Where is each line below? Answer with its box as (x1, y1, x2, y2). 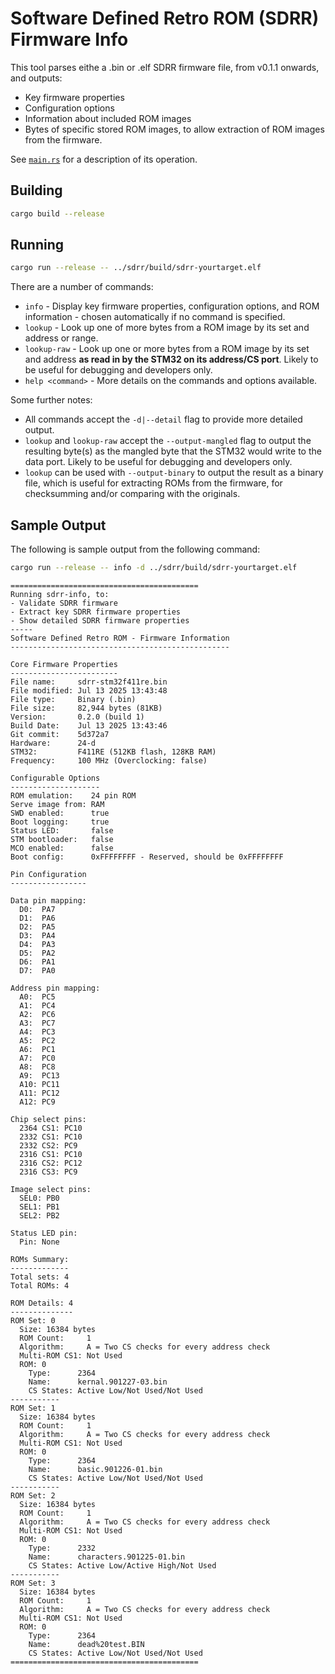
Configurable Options (10, 773, 101, 783)
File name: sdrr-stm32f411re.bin (10, 677, 168, 687)
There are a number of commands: (10, 281, 154, 293)
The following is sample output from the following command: (10, 543, 261, 556)
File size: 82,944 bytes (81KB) (10, 703, 163, 713)
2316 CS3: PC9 (19, 1167, 78, 1177)
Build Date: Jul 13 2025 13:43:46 (10, 721, 168, 731)
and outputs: (10, 72, 63, 84)
